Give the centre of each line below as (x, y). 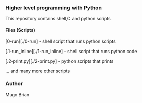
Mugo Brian (17, 94)
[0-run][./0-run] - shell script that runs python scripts (60, 41)
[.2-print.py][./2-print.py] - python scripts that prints (59, 61)
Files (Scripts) (20, 30)
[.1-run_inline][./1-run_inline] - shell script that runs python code (71, 51)
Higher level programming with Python (54, 8)
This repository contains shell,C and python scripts (58, 19)
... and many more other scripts (38, 71)
